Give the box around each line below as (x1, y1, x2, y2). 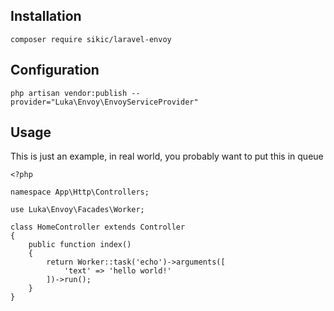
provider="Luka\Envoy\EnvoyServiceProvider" (10, 97, 199, 107)
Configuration (10, 62, 100, 79)
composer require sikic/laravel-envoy (10, 34, 172, 44)
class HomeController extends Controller (10, 222, 186, 233)
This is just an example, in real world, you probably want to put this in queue (10, 150, 324, 163)
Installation (10, 8, 82, 25)
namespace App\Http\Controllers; (10, 187, 150, 198)
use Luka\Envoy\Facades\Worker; (10, 205, 145, 215)
